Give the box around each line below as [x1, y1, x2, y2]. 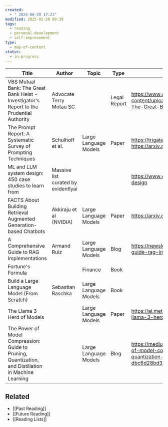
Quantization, [7, 356, 39, 363]
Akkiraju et [51, 206, 77, 213]
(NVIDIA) [51, 219, 73, 226]
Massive [51, 166, 71, 173]
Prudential [7, 110, 32, 117]
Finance [82, 266, 101, 273]
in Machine [7, 369, 34, 376]
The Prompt [7, 124, 36, 131]
